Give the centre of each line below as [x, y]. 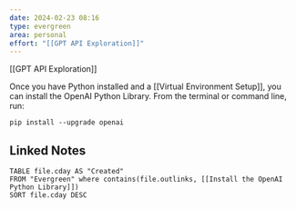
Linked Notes [48, 150]
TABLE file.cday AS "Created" [67, 172]
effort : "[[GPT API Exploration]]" [77, 43]
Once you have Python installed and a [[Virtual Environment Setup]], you [146, 86]
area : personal [38, 35]
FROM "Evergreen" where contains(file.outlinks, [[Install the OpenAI [146, 179]
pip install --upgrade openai [67, 123]
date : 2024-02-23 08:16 [55, 18]
